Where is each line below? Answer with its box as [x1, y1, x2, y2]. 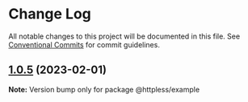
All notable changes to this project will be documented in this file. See [8, 31, 241, 41]
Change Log [8, 5, 91, 23]
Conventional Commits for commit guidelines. [8, 39, 160, 49]
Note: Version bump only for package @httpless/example [8, 84, 200, 94]
